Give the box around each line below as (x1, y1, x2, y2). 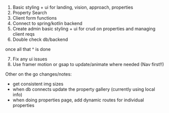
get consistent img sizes (12, 81, 64, 87)
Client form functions (12, 15, 57, 21)
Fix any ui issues (12, 56, 48, 62)
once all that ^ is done (5, 46, 51, 52)
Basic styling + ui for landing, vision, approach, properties (12, 5, 133, 10)
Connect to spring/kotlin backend (12, 20, 82, 26)
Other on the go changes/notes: (5, 71, 72, 77)
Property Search (12, 10, 47, 16)
